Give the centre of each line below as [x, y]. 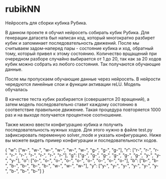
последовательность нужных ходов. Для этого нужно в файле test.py [79, 129]
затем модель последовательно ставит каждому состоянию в [71, 104]
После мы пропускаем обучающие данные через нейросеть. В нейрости [83, 79]
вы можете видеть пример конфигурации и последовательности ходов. [81, 140]
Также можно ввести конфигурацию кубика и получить [64, 124]
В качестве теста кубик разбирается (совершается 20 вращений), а [77, 99]
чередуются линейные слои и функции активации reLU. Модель [73, 84]
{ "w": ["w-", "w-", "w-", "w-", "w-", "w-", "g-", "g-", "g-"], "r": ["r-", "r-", [79, 150]
